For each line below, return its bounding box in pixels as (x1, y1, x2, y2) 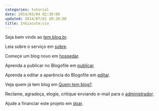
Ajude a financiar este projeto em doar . (5, 101, 84, 107)
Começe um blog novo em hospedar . (5, 53, 80, 59)
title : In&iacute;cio (5, 21, 49, 26)
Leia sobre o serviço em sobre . (5, 44, 68, 49)
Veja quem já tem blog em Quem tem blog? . (5, 82, 93, 88)
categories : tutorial (5, 7, 49, 12)
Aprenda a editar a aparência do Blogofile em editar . (5, 72, 110, 78)
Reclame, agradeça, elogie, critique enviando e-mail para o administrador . (5, 91, 154, 97)
